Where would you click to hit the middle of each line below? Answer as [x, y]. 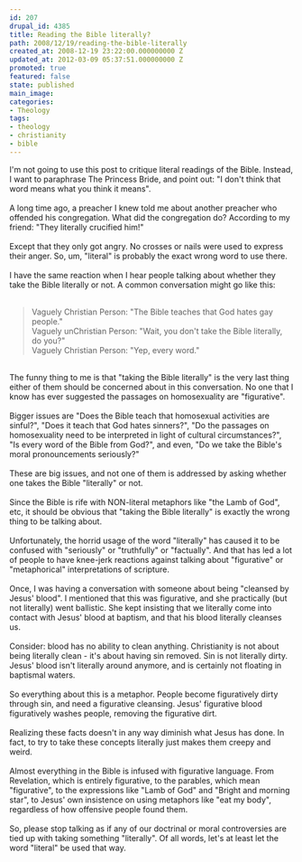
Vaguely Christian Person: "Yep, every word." [115, 350]
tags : [19, 118]
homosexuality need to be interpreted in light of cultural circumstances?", [146, 435]
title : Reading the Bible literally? [80, 34]
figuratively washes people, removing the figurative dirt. [114, 713]
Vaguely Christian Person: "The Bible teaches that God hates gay [152, 312]
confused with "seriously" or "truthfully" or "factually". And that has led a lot [151, 550]
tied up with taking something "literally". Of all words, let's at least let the [144, 838]
